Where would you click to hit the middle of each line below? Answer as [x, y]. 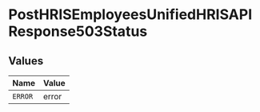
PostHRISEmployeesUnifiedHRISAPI [130, 15]
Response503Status [78, 31]
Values [26, 61]
